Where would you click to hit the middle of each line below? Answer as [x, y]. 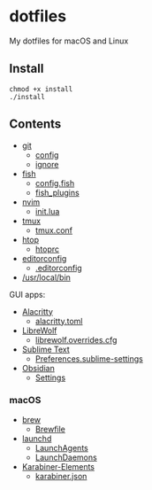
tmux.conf [54, 230]
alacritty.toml [59, 321]
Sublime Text [46, 349]
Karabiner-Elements [58, 466]
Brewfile [50, 429]
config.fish [55, 183]
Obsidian [38, 368]
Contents [35, 124]
